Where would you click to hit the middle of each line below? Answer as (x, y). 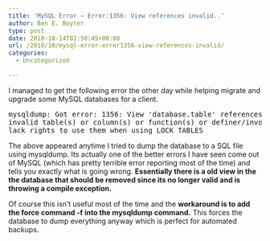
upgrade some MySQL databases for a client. (83, 99)
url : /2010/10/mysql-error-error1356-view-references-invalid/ (117, 46)
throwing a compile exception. (60, 188)
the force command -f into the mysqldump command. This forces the (125, 212)
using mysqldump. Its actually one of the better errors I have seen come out (134, 154)
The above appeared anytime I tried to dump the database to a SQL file (126, 145)
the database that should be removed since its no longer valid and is (125, 180)
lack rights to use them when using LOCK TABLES (106, 130)
